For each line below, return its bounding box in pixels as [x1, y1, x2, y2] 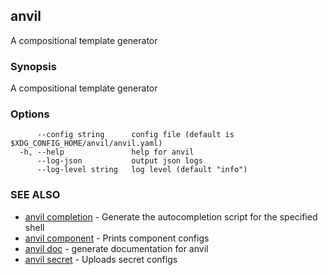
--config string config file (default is [36, 130, 235, 140]
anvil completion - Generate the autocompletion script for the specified [24, 210, 318, 223]
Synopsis [10, 59, 57, 73]
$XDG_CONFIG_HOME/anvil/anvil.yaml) [10, 139, 163, 149]
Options [10, 107, 50, 121]
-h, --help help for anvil [19, 147, 195, 158]
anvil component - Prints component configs [24, 232, 210, 244]
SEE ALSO [10, 188, 61, 202]
